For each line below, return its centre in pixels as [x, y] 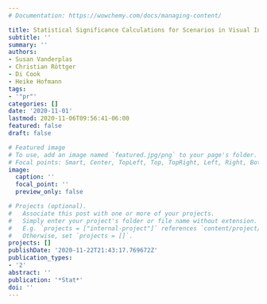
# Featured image [37, 148]
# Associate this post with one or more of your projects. [112, 214]
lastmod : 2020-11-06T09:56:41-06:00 [69, 119]
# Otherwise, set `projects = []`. [71, 236]
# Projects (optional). [48, 206]
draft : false [30, 133]
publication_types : [41, 258]
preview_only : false [49, 192]
